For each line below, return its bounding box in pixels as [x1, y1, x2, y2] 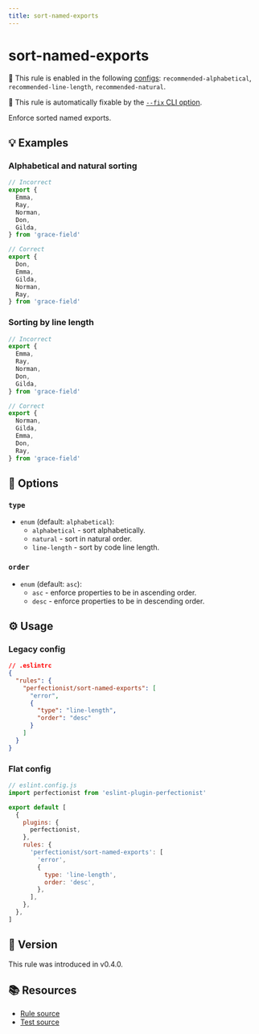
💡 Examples [8, 136, 69, 150]
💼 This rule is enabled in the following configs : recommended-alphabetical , [8, 73, 252, 83]
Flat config [8, 763, 51, 774]
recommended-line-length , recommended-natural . [8, 81, 166, 91]
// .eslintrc [8, 661, 52, 670]
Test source [19, 1017, 60, 1027]
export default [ [8, 803, 67, 811]
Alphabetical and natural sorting [8, 160, 138, 171]
